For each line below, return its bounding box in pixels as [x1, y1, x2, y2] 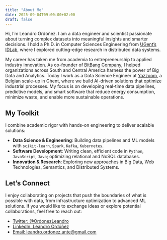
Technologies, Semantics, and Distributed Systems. [12, 164, 120, 170]
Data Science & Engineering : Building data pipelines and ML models [12, 137, 155, 143]
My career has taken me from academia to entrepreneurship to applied [5, 57, 152, 63]
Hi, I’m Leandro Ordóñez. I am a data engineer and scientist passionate [5, 31, 152, 37]
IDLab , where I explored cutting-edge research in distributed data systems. [5, 46, 161, 53]
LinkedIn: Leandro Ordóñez [12, 223, 69, 229]
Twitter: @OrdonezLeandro [12, 218, 69, 224]
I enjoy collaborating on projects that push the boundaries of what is [5, 193, 147, 198]
